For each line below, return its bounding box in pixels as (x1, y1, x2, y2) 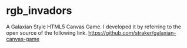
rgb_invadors (6, 4, 72, 17)
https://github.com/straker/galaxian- (88, 29, 176, 36)
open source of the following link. (6, 29, 87, 36)
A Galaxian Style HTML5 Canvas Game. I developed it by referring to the (6, 23, 181, 30)
